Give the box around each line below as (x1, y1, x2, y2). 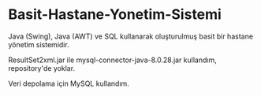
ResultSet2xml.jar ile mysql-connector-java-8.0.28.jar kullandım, (8, 55, 217, 65)
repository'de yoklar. (8, 63, 76, 72)
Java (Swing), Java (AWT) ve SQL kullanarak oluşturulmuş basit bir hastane (8, 31, 254, 41)
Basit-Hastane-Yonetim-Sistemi (8, 6, 222, 24)
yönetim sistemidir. (8, 39, 69, 49)
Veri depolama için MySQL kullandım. (8, 79, 130, 88)
